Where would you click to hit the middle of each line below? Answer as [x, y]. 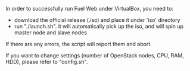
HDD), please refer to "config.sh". [47, 62]
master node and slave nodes [51, 33]
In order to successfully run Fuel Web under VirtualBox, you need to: [90, 9]
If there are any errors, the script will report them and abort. [79, 44]
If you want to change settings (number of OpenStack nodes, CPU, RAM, [95, 55]
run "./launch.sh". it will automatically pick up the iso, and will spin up [99, 26]
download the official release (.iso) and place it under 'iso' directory [97, 20]
